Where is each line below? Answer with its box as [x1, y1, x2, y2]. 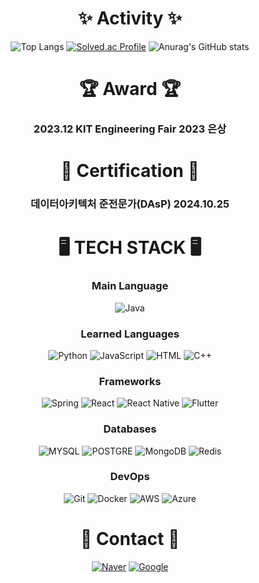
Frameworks [98, 374, 162, 388]
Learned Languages [80, 327, 180, 341]
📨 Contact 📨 [80, 528, 180, 551]
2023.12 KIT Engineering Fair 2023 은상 [33, 122, 227, 136]
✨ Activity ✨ [77, 7, 183, 30]
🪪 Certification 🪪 [60, 160, 200, 182]
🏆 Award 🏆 [78, 78, 182, 101]
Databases [103, 422, 157, 436]
